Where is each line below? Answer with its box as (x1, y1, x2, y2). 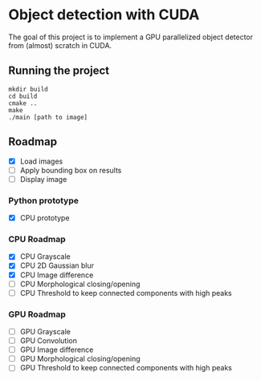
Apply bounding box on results (19, 165, 122, 175)
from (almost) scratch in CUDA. (8, 40, 112, 50)
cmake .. (8, 99, 38, 107)
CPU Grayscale (19, 252, 71, 261)
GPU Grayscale (19, 327, 71, 337)
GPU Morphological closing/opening (19, 354, 141, 364)
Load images (19, 156, 63, 166)
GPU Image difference (19, 345, 94, 354)
